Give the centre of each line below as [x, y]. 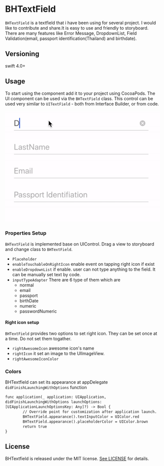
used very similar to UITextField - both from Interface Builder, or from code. [82, 104]
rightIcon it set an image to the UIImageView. [58, 353]
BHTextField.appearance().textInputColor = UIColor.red [81, 417]
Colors [13, 371]
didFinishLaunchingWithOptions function [46, 388]
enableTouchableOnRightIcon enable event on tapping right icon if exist [83, 264]
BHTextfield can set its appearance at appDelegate [56, 382]
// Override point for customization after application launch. [90, 412]
